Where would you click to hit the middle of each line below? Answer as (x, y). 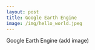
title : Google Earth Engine (42, 18)
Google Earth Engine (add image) (48, 41)
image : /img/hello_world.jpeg (44, 23)
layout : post (23, 12)
